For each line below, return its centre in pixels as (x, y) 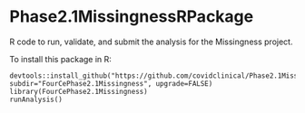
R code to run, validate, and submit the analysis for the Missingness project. (151, 42)
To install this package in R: (60, 59)
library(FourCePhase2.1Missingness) (79, 91)
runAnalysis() (36, 99)
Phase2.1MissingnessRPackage (132, 17)
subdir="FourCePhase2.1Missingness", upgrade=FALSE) (111, 83)
